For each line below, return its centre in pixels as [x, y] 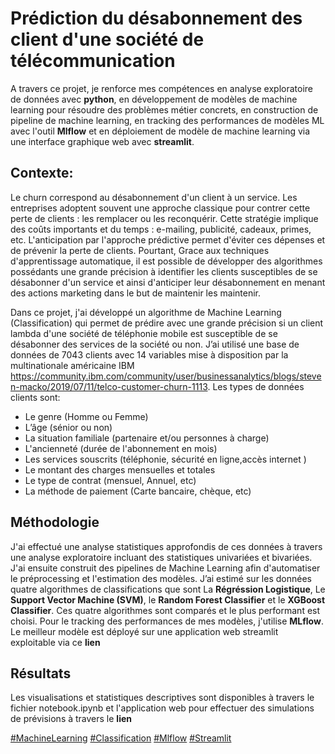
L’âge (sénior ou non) [68, 427]
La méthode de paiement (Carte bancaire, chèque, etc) [138, 491]
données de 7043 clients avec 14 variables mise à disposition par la [149, 354]
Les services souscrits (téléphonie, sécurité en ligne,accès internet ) [165, 459]
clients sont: [35, 397]
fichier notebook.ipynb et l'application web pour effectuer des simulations [162, 708]
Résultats [41, 673]
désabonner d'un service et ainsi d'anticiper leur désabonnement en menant [168, 282]
